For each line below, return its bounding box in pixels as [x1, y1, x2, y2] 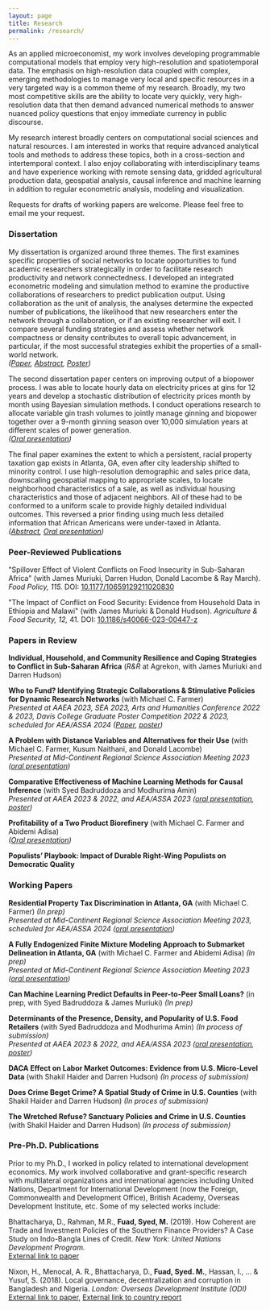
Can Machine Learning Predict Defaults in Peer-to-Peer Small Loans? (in [8, 989, 255, 999]
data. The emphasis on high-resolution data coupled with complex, [8, 66, 231, 76]
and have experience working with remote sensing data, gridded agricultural [8, 167, 262, 177]
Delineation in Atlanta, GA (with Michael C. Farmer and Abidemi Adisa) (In [8, 947, 255, 957]
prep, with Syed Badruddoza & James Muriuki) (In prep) [8, 997, 193, 1007]
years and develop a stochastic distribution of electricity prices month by [8, 391, 251, 400]
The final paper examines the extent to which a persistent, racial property [8, 449, 252, 459]
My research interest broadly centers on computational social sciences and [8, 133, 259, 143]
